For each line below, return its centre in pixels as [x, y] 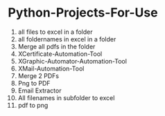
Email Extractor [40, 90]
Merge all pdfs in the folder [57, 46]
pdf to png [33, 105]
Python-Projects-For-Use [83, 13]
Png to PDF [34, 83]
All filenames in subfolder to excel [66, 97]
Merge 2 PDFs [38, 76]
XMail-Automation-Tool [51, 68]
